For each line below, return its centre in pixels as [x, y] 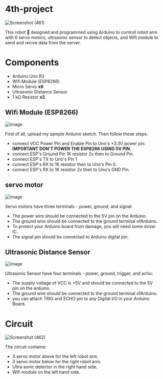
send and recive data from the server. [43, 42]
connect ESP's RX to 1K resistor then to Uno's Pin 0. [64, 164]
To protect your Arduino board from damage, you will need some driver [84, 226]
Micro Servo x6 [28, 87]
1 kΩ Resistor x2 [28, 97]
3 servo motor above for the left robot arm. [55, 356]
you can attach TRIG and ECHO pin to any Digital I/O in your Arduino [81, 299]
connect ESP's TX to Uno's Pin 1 [45, 159]
